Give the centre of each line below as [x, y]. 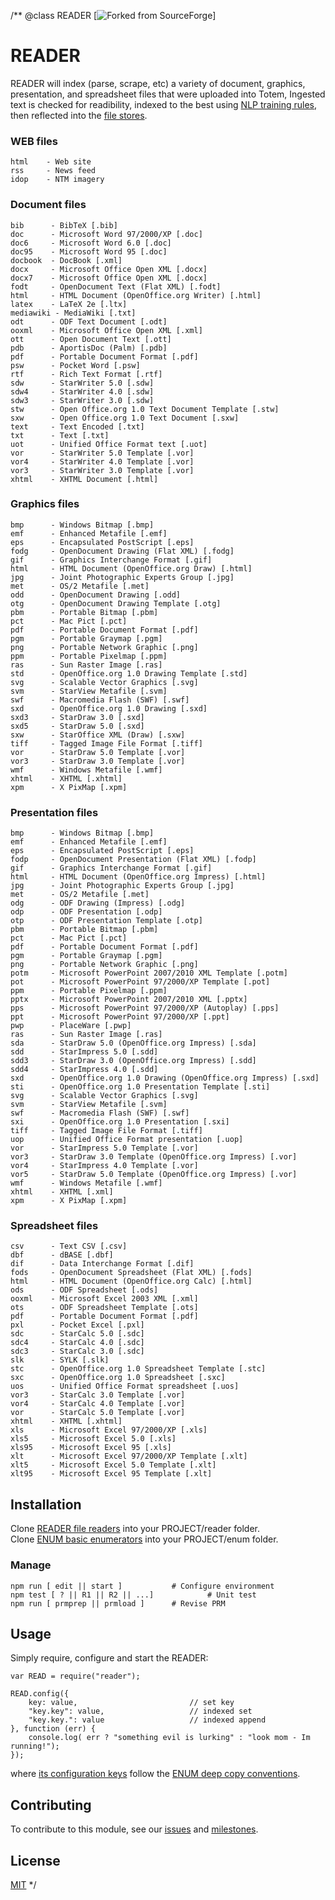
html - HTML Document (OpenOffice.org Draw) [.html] [131, 568]
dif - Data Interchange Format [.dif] [102, 1264]
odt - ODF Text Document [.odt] [89, 321]
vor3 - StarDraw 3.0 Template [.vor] [98, 761]
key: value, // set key [131, 1703]
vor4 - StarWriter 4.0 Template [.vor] [102, 461]
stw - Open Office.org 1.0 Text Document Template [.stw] [145, 409]
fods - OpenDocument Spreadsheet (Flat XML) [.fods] [131, 1273]
